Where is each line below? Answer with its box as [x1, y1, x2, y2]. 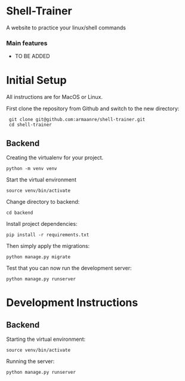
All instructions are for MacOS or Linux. [6, 93, 103, 101]
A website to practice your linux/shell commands [6, 24, 127, 31]
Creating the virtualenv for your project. [6, 154, 104, 161]
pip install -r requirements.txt [6, 232, 90, 238]
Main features [6, 39, 48, 47]
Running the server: [6, 358, 55, 365]
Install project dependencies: [6, 220, 78, 227]
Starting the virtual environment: [6, 335, 86, 343]
